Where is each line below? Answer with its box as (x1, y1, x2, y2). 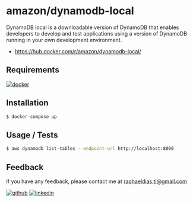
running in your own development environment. (6, 36, 122, 43)
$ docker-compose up (6, 114, 58, 120)
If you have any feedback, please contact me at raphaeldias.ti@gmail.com (6, 178, 187, 185)
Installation (6, 98, 49, 108)
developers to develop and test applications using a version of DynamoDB (6, 30, 188, 37)
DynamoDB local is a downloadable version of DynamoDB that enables (6, 24, 179, 31)
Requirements (6, 65, 59, 75)
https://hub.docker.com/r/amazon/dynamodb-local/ (14, 47, 141, 54)
